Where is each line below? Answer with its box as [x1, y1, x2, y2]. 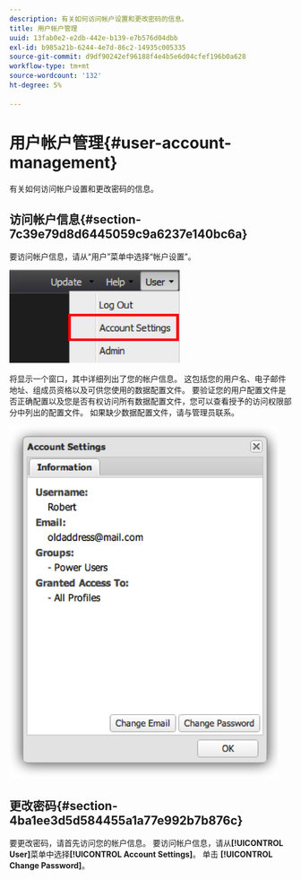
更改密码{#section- [9, 798, 118, 814]
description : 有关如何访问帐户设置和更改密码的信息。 [9, 14, 189, 23]
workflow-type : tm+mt [9, 62, 90, 71]
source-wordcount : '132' [9, 72, 102, 81]
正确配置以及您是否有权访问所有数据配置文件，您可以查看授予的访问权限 [16, 396, 284, 407]
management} [9, 152, 118, 172]
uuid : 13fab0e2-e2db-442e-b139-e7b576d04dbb [9, 33, 178, 42]
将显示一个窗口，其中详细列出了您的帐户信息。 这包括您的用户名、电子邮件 [9, 373, 287, 385]
